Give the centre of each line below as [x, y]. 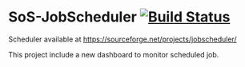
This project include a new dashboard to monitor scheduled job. [114, 54]
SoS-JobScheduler [73, 17]
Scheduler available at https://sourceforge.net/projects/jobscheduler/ [123, 39]
